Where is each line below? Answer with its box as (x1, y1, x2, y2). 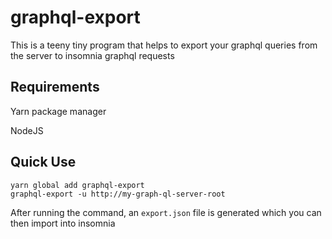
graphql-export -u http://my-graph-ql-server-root (10, 189, 226, 199)
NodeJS (10, 124, 44, 136)
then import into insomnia (10, 217, 116, 229)
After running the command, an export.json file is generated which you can (10, 206, 322, 218)
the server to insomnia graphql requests (10, 49, 175, 61)
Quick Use (10, 154, 77, 171)
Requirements (10, 79, 100, 96)
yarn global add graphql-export (10, 180, 145, 190)
